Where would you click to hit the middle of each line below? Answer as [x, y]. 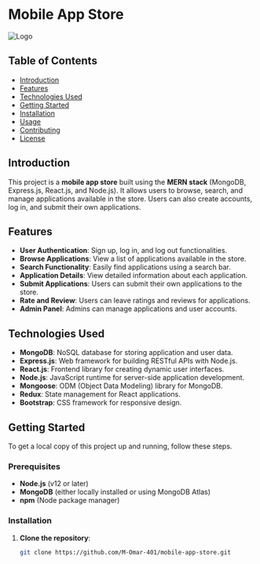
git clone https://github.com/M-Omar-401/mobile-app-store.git [125, 552]
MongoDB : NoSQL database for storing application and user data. [126, 353]
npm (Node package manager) [70, 500]
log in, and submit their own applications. [75, 207]
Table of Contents [53, 61]
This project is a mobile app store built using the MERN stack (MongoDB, [127, 181]
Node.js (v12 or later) [54, 484]
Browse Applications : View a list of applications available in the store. [133, 259]
